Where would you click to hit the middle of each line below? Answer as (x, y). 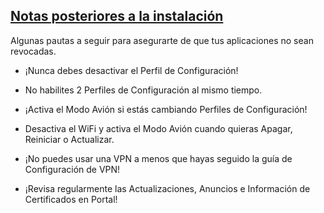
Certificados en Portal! (71, 199)
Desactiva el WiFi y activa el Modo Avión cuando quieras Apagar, (158, 128)
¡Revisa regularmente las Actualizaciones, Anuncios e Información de (167, 188)
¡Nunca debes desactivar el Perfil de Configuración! (131, 70)
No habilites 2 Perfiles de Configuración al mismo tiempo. (143, 90)
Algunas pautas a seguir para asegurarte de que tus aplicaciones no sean (162, 40)
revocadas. (33, 51)
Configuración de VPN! (72, 169)
